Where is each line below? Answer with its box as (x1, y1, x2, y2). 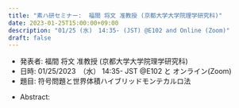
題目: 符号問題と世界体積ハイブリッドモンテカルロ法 (19, 76, 191, 86)
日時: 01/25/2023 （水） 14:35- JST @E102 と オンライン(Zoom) (19, 67, 232, 76)
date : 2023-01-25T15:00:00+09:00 (8, 19, 119, 27)
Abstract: (19, 92, 50, 102)
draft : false (8, 33, 52, 42)
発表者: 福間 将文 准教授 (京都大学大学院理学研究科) (19, 56, 188, 66)
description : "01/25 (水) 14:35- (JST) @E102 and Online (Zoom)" (8, 26, 230, 34)
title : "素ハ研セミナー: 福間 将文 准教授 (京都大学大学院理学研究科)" (8, 11, 222, 20)
